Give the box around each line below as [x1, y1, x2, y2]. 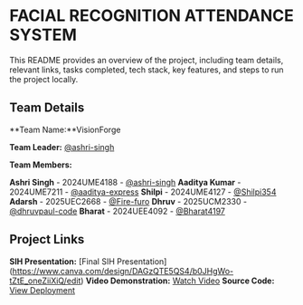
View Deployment [9, 284, 75, 295]
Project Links [9, 232, 85, 247]
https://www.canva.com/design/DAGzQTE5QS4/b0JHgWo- [12, 265, 233, 276]
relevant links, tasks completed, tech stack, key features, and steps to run [9, 64, 284, 75]
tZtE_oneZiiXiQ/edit [9, 275, 81, 286]
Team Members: [9, 159, 72, 170]
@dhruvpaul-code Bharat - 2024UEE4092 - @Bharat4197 [9, 205, 226, 216]
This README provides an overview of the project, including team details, [9, 54, 284, 65]
